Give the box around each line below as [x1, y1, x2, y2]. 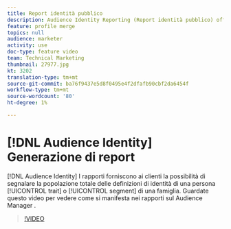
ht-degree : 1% [7, 99, 48, 106]
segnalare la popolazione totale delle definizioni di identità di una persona [7, 179, 216, 187]
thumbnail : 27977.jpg [7, 61, 69, 68]
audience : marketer [7, 36, 63, 43]
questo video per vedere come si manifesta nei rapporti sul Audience [7, 193, 203, 202]
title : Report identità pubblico [7, 10, 103, 17]
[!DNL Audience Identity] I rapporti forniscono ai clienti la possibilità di [7, 172, 206, 180]
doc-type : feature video [7, 49, 78, 56]
